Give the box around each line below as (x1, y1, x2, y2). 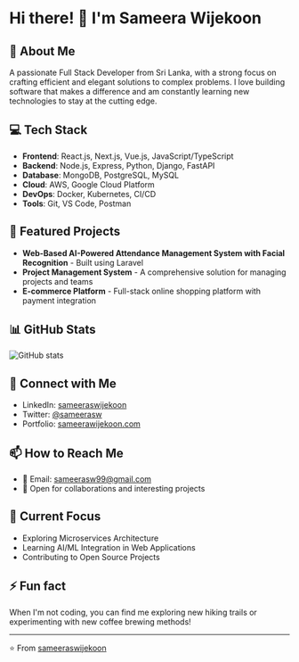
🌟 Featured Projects (9, 224, 121, 239)
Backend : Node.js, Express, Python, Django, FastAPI (21, 160, 215, 170)
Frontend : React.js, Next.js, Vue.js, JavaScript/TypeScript (21, 151, 234, 161)
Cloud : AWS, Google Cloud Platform (21, 178, 156, 190)
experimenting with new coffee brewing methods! (9, 616, 191, 627)
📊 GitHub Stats (9, 322, 96, 337)
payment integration (21, 294, 96, 306)
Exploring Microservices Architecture (21, 533, 159, 543)
